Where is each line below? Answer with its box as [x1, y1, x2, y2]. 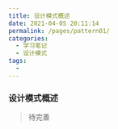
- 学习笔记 [15, 42, 48, 50]
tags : [8, 57, 27, 65]
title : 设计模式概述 [8, 11, 70, 20]
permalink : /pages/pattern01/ [8, 27, 111, 35]
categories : [8, 34, 48, 43]
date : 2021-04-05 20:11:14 [8, 19, 99, 27]
